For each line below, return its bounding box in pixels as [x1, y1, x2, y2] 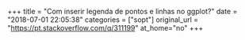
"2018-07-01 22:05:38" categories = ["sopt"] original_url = [7, 15, 199, 24]
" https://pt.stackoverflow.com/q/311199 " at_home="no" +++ [7, 24, 204, 32]
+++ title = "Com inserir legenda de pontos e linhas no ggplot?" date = [7, 7, 238, 16]
